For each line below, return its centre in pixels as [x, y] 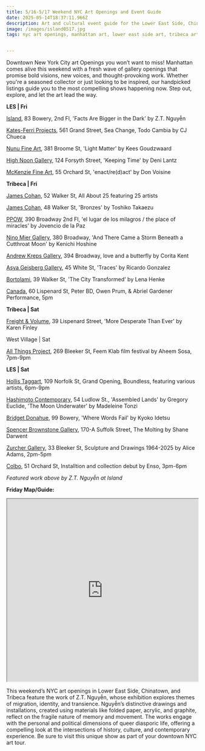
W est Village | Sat [28, 340]
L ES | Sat [18, 369]
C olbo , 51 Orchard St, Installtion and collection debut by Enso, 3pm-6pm [96, 466]
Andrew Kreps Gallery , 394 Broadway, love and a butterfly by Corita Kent [98, 256]
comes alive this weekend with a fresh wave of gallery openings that [92, 69]
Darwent [17, 436]
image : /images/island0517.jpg [46, 29]
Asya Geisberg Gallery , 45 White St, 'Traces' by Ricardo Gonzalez [89, 268]
